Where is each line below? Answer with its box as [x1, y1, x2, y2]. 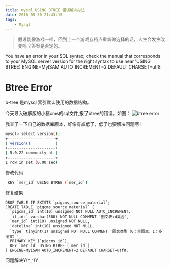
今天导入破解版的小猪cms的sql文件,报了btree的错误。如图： [5, 110, 131, 117]
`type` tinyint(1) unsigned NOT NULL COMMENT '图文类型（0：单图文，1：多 [10, 229, 163, 234]
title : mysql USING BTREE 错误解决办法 [5, 7, 86, 13]
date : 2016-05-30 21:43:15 [5, 12, 63, 17]
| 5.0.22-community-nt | [5, 150, 58, 155]
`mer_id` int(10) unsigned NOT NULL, [10, 219, 90, 224]
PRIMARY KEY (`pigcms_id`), [10, 239, 70, 244]
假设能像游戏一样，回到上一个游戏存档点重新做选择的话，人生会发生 [17, 36, 161, 42]
